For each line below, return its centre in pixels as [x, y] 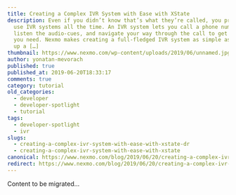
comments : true [29, 79]
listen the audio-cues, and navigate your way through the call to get [121, 33]
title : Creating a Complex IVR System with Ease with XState [99, 14]
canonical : [23, 157]
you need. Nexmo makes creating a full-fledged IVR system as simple [117, 40]
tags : [15, 118]
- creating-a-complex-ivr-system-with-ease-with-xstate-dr [102, 144]
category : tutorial [36, 86]
